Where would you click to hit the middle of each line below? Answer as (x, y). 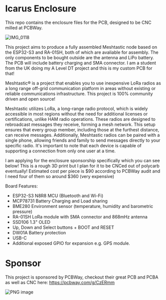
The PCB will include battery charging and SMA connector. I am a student (81, 63)
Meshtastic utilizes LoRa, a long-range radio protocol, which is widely (77, 108)
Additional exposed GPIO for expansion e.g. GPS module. (71, 243)
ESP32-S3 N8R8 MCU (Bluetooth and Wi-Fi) (58, 196)
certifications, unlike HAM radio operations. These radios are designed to (80, 119)
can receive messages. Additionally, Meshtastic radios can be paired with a (83, 135)
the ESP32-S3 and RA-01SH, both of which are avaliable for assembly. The (82, 52)
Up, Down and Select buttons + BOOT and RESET (63, 227)
